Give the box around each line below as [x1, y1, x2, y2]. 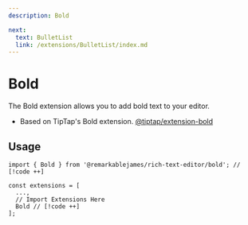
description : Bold [8, 11, 69, 20]
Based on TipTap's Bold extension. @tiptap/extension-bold [19, 117, 214, 126]
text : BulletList [15, 33, 73, 41]
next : [8, 25, 26, 34]
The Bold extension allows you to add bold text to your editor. [8, 101, 210, 111]
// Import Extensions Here [15, 196, 105, 204]
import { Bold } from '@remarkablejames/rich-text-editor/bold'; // [8, 161, 241, 169]
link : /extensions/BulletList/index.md [15, 41, 148, 48]
